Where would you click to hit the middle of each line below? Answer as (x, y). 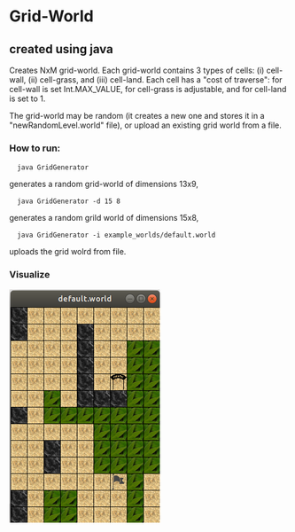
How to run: (35, 148)
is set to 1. (27, 98)
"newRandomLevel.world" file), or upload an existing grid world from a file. (145, 125)
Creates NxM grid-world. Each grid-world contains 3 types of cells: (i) (137, 70)
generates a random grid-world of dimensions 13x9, (104, 184)
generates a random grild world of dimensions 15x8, (104, 218)
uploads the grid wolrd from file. (68, 252)
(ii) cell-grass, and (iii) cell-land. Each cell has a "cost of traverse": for (155, 80)
